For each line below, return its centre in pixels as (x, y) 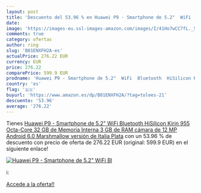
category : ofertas (29, 39)
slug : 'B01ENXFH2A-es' (34, 51)
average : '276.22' (29, 106)
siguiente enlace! (27, 148)
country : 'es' (24, 84)
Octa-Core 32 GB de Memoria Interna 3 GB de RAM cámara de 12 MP (92, 130)
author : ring (22, 45)
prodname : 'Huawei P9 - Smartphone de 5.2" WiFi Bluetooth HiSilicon (99, 78)
